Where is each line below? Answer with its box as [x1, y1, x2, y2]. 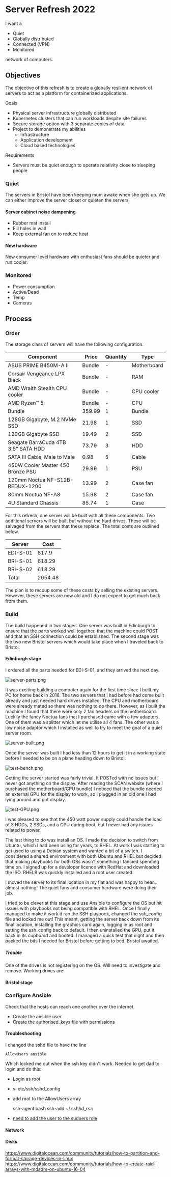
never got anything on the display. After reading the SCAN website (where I [5, 780, 163, 786]
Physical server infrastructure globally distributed [12, 109, 117, 116]
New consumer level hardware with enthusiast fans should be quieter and [5, 254, 160, 260]
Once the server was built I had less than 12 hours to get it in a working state [5, 749, 166, 755]
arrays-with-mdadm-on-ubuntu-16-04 [5, 1166, 86, 1172]
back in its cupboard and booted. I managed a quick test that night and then [5, 932, 164, 938]
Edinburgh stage [5, 656, 41, 662]
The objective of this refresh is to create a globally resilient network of [5, 85, 153, 91]
